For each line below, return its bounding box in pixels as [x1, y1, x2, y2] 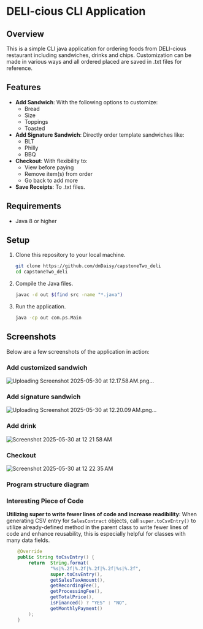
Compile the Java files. [15, 280, 74, 288]
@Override [17, 549, 43, 555]
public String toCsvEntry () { [17, 554, 95, 560]
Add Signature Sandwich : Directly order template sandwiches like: [15, 131, 185, 139]
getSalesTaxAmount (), [50, 577, 105, 583]
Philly [24, 144, 39, 151]
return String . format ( [28, 560, 89, 566]
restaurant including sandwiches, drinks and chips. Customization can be [6, 51, 192, 59]
